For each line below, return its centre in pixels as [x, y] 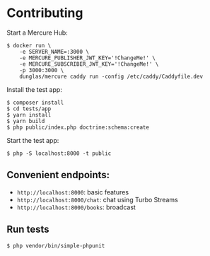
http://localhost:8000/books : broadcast [76, 207]
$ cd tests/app [29, 109]
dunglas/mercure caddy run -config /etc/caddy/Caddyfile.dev [111, 76]
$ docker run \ [29, 45]
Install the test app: [35, 89]
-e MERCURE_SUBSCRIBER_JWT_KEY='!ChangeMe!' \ [89, 64]
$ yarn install [29, 115]
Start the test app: [33, 140]
